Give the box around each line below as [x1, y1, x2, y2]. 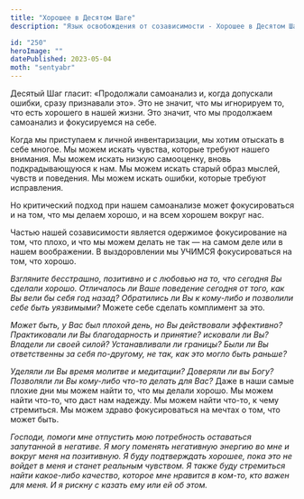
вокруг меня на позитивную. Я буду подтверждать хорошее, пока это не [10, 451, 292, 461]
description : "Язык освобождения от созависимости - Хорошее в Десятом [10, 22, 285, 31]
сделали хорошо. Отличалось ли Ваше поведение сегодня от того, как [10, 283, 285, 294]
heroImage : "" [10, 46, 64, 55]
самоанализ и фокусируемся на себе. [10, 117, 157, 127]
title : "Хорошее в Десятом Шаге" [10, 13, 136, 23]
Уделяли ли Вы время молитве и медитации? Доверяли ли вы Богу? [10, 366, 274, 376]
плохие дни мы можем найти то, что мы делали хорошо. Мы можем [10, 385, 273, 396]
